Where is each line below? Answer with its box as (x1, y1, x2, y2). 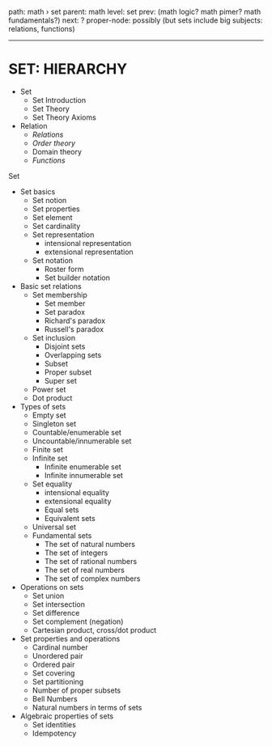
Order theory (32, 138, 75, 148)
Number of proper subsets (32, 685, 121, 695)
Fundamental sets (32, 530, 92, 540)
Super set (44, 375, 77, 385)
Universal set (32, 522, 77, 532)
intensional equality (44, 487, 109, 497)
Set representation (32, 230, 95, 239)
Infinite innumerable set (44, 470, 124, 480)
